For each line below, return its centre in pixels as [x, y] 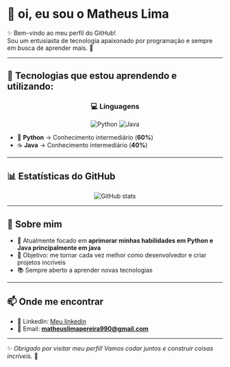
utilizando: [30, 87]
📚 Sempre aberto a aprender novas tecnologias [85, 270]
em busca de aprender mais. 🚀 [50, 48]
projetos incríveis [41, 262]
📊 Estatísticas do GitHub [61, 176]
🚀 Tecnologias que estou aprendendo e [92, 76]
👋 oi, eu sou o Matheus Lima [88, 14]
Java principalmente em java [59, 248]
